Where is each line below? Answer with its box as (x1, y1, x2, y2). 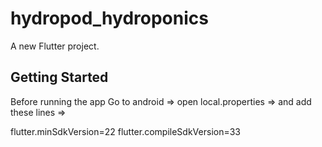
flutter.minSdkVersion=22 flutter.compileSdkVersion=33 (10, 125, 241, 137)
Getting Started (10, 69, 109, 86)
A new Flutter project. (10, 40, 100, 52)
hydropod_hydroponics (10, 7, 209, 30)
